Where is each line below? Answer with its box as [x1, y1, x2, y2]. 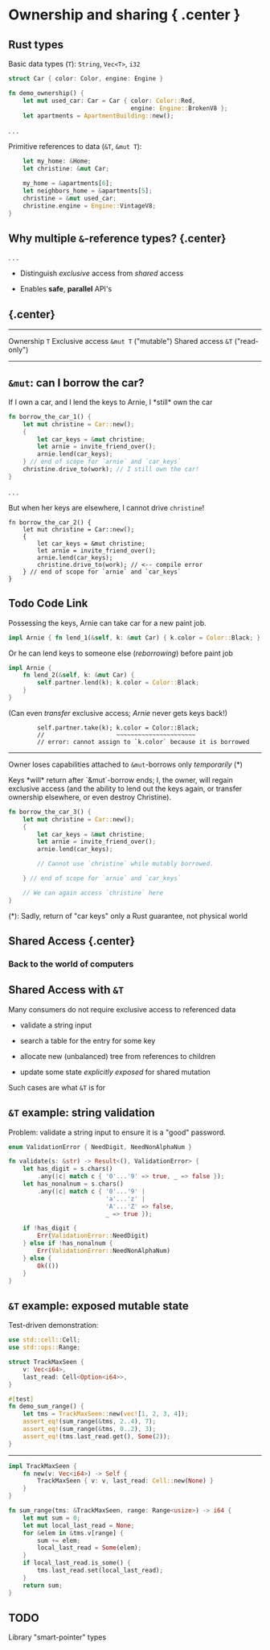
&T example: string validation [8, 1106, 155, 1120]
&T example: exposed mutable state [8, 1299, 189, 1313]
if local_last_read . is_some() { [22, 1559, 131, 1567]
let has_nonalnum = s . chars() [22, 1180, 125, 1189]
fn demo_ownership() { [8, 89, 84, 97]
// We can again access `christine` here [22, 888, 163, 897]
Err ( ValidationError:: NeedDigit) [37, 1232, 149, 1240]
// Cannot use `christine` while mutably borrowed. [37, 860, 215, 868]
